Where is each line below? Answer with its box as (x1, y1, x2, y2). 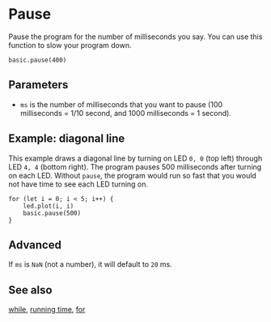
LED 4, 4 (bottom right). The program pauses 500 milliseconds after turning (8, 161, 262, 171)
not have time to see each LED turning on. (8, 179, 148, 189)
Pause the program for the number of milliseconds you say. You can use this (8, 32, 263, 41)
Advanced (8, 238, 62, 251)
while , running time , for (8, 305, 86, 315)
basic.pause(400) (8, 56, 67, 64)
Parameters (8, 78, 69, 92)
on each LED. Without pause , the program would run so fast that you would (8, 170, 256, 180)
